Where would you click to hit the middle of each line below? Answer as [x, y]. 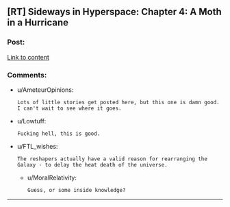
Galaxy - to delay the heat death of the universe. [92, 165]
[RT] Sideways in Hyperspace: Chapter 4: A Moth [115, 12]
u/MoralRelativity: [52, 178]
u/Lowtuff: [31, 121]
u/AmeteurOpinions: [45, 90]
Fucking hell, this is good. [59, 134]
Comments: [27, 75]
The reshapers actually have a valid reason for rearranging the [112, 159]
